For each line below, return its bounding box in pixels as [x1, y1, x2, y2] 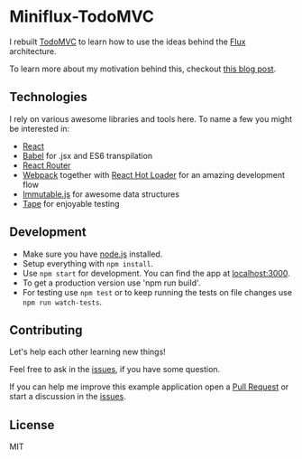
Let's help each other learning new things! [9, 346, 167, 358]
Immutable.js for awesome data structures [22, 188, 180, 200]
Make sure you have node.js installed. [22, 248, 163, 259]
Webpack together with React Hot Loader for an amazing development [22, 169, 286, 180]
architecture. [9, 45, 57, 56]
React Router [22, 160, 71, 171]
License [9, 417, 55, 433]
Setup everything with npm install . [22, 258, 154, 268]
